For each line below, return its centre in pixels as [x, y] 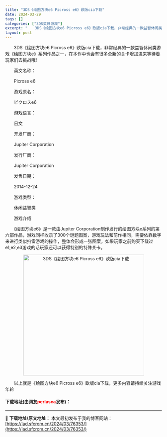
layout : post [19, 33]
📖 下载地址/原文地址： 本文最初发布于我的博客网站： [59, 418]
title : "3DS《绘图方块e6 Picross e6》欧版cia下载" [55, 10]
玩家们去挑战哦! [21, 60]
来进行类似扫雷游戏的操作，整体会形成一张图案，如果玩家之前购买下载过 [79, 241]
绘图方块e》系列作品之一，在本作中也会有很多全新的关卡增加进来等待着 [87, 54]
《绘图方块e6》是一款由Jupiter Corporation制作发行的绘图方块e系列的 [84, 229]
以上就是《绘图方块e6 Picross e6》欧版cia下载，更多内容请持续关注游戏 [87, 383]
